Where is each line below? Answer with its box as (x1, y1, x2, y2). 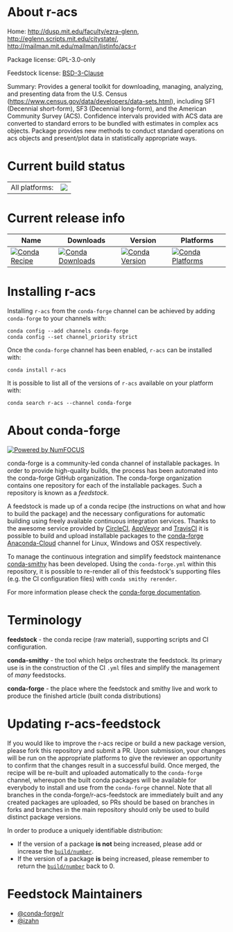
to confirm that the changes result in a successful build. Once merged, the (7, 761, 220, 769)
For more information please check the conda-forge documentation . (7, 588, 202, 596)
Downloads (67, 235, 106, 245)
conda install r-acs (7, 366, 67, 374)
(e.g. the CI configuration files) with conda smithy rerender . (7, 574, 177, 583)
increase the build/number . (17, 847, 94, 855)
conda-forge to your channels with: (7, 314, 107, 322)
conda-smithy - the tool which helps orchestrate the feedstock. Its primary (7, 656, 223, 664)
